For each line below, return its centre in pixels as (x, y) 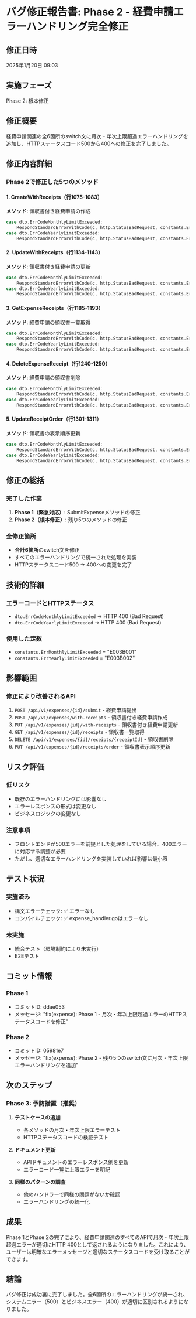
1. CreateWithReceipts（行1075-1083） (55, 197)
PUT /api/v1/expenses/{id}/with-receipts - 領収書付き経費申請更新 (96, 725)
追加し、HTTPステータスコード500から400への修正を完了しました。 (89, 144)
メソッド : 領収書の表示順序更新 (43, 433)
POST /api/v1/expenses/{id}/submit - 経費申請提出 (76, 710)
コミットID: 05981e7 (39, 1051)
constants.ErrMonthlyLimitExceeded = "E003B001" (76, 652)
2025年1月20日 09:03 (32, 65)
